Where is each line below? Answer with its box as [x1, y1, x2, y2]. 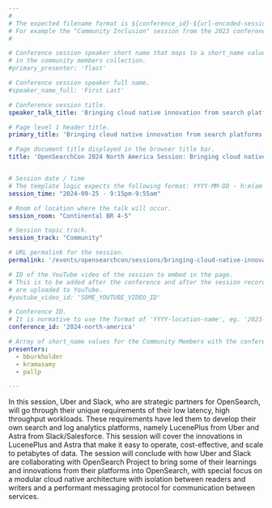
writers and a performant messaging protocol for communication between [8, 483, 256, 493]
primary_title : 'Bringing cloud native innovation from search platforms [8, 130, 263, 139]
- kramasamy [15, 360, 57, 369]
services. [8, 492, 39, 502]
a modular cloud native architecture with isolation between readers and [8, 475, 246, 485]
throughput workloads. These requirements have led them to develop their [8, 414, 257, 424]
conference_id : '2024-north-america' [8, 323, 136, 331]
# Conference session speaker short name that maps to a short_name [8, 49, 244, 58]
